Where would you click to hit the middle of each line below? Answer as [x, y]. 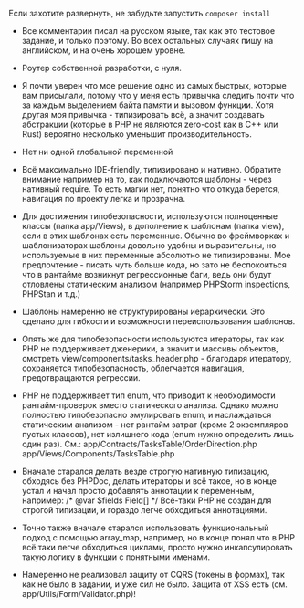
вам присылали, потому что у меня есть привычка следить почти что [158, 95]
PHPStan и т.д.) [51, 294]
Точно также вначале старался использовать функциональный [145, 528]
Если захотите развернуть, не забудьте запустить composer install [140, 13]
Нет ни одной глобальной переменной [97, 152]
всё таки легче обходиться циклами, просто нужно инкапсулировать [157, 547]
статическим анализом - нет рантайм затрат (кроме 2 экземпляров [155, 425]
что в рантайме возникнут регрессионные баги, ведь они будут [147, 274]
